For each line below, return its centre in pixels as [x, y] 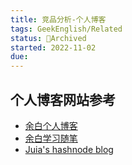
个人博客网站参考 [63, 99]
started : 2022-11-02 [53, 47]
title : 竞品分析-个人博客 [58, 19]
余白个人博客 [51, 125]
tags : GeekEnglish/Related [66, 29]
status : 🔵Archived [48, 38]
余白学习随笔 [51, 138]
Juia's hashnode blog [69, 149]
